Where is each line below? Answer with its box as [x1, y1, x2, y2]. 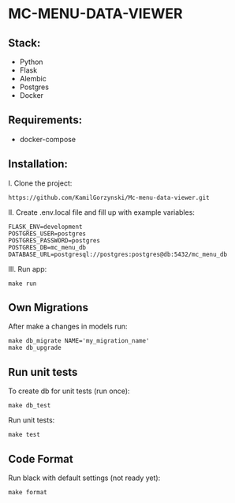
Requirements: [8, 114, 83, 127]
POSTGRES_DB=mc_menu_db [8, 243, 87, 251]
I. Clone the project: [8, 178, 73, 188]
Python [19, 57, 43, 66]
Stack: [8, 36, 41, 50]
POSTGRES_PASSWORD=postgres [8, 236, 101, 245]
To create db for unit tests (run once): [8, 386, 130, 396]
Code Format [8, 452, 73, 466]
